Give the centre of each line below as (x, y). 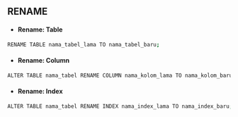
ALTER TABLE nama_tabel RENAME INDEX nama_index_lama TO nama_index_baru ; (120, 106)
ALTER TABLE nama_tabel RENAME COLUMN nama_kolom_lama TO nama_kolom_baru (120, 75)
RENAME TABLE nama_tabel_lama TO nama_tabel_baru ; (84, 44)
